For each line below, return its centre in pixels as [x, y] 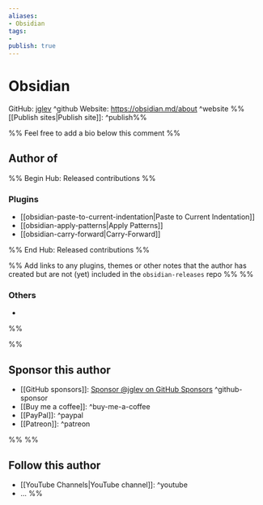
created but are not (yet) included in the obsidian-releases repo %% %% [131, 274]
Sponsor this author [59, 370]
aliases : [23, 16]
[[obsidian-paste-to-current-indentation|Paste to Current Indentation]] [137, 217]
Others [22, 296]
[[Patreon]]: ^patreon [55, 424]
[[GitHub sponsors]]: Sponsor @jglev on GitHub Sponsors [116, 390]
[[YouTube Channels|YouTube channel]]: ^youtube [104, 485]
